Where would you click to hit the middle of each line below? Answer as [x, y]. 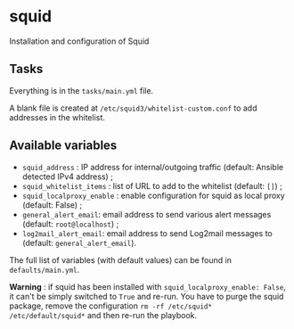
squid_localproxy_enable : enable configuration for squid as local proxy [153, 195]
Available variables [63, 146]
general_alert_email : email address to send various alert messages [147, 214]
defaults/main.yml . [45, 269]
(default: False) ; [52, 205]
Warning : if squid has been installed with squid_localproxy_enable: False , [148, 286]
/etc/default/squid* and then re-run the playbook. [103, 315]
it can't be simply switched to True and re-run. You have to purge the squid [147, 296]
